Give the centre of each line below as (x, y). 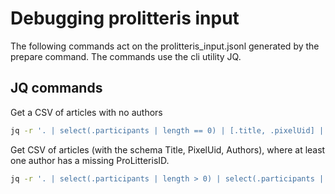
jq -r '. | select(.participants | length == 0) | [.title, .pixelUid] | (167, 130)
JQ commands (56, 88)
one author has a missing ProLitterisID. (90, 160)
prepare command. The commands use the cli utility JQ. (126, 56)
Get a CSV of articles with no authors (86, 112)
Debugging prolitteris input (125, 18)
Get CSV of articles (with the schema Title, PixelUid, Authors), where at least (168, 149)
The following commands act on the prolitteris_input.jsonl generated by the (165, 46)
